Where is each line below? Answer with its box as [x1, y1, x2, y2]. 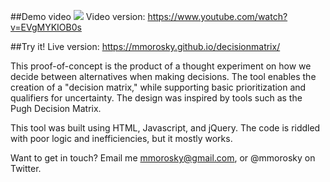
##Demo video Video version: [10, 11, 146, 22]
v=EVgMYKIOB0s [10, 21, 82, 33]
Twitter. [10, 163, 42, 174]
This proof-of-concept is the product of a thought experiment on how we [10, 60, 312, 72]
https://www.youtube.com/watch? [147, 11, 288, 22]
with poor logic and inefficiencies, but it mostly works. [10, 133, 233, 144]
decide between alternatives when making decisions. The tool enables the [10, 71, 317, 82]
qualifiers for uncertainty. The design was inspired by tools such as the [10, 92, 303, 104]
